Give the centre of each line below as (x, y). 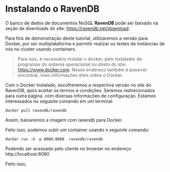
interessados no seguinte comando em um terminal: (59, 101)
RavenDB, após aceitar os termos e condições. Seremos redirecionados (80, 90)
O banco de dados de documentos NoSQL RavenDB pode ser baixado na (82, 23)
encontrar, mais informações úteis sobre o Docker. (70, 75)
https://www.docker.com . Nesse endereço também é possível (82, 70)
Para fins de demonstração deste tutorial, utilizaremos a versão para (77, 38)
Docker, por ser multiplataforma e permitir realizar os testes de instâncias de (85, 43)
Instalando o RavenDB (52, 9)
